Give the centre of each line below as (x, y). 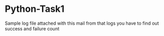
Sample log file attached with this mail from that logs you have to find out (82, 23)
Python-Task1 (35, 9)
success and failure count (32, 28)
